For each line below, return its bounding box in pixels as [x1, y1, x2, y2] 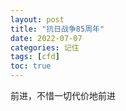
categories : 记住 [10, 42, 80, 53]
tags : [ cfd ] [10, 52, 60, 62]
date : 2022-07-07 [10, 33, 83, 43]
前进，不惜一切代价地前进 [10, 90, 116, 101]
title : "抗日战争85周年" [10, 24, 105, 34]
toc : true [10, 61, 52, 71]
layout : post [10, 14, 65, 25]
